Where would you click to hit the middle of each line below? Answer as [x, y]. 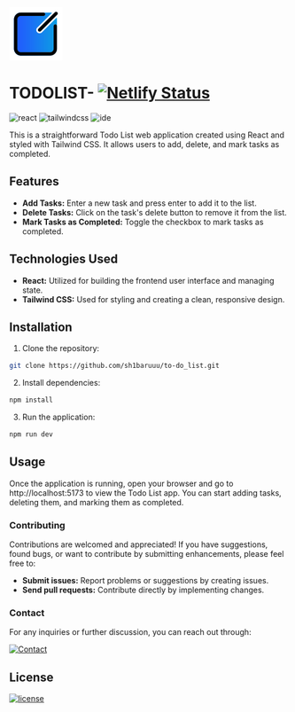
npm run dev [31, 434]
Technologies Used [63, 259]
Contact [27, 613]
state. [32, 290]
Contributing [37, 525]
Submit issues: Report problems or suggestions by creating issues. [145, 581]
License [31, 677]
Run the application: [58, 417]
